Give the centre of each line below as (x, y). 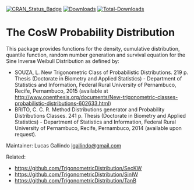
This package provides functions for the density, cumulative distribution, (93, 48)
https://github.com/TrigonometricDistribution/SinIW (76, 174)
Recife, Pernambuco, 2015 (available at (61, 91)
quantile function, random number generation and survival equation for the (96, 55)
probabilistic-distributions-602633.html (62, 103)
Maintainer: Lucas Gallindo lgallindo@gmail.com (64, 145)
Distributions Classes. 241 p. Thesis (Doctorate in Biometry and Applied (100, 115)
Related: (16, 157)
